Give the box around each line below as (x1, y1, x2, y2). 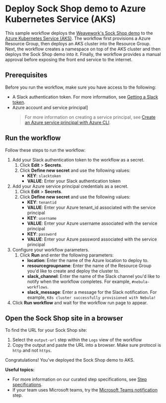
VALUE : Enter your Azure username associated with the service (27, 220, 158, 226)
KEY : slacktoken (27, 172, 61, 178)
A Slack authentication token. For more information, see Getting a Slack (12, 94, 159, 100)
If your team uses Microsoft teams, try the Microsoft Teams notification (12, 387, 158, 393)
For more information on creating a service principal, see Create (24, 114, 156, 120)
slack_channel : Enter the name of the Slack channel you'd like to (27, 273, 160, 279)
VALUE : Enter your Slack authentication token (27, 178, 121, 184)
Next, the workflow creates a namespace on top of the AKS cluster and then (5, 46, 161, 52)
